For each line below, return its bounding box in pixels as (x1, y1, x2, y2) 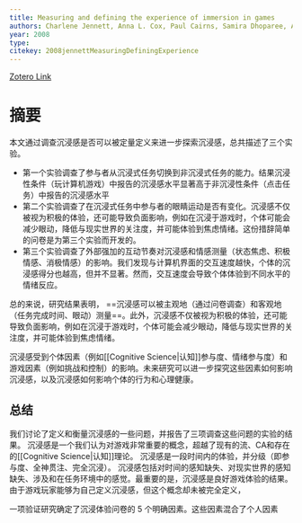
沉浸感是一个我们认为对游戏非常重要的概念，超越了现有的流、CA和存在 (26, 439, 290, 450)
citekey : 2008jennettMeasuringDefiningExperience (9, 47, 200, 56)
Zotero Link (9, 71, 52, 82)
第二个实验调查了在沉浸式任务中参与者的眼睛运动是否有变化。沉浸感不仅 (22, 201, 290, 212)
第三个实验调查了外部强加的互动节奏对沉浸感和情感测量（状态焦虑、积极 (22, 246, 290, 257)
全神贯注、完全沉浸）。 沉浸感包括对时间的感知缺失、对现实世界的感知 (32, 462, 291, 473)
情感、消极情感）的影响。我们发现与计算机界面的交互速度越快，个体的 (22, 257, 283, 268)
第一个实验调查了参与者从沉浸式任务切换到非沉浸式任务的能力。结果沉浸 (22, 167, 290, 178)
